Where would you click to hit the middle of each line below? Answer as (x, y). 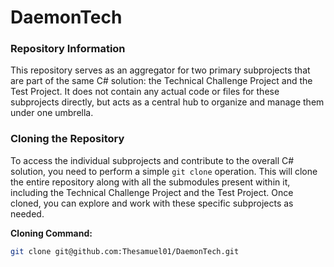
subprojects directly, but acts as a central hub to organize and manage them (167, 102)
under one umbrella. (52, 113)
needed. (27, 213)
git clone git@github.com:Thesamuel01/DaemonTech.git (125, 251)
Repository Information (68, 49)
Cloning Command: (51, 233)
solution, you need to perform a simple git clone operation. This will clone (164, 171)
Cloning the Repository (67, 139)
